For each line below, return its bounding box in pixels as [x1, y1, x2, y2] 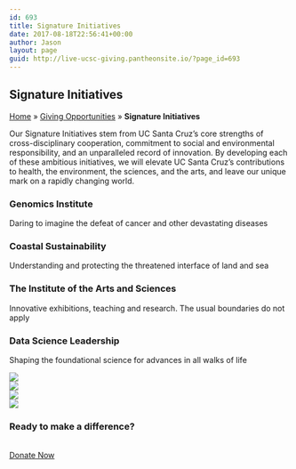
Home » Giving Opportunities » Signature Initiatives [9, 110, 201, 121]
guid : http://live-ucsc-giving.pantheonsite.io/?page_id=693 [9, 54, 241, 63]
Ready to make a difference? [9, 420, 135, 433]
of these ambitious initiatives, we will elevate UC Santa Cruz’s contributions [9, 157, 285, 167]
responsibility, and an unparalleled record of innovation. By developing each [9, 147, 288, 158]
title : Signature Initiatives [9, 21, 122, 30]
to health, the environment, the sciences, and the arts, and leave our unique [9, 166, 286, 176]
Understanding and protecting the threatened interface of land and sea [9, 260, 269, 271]
